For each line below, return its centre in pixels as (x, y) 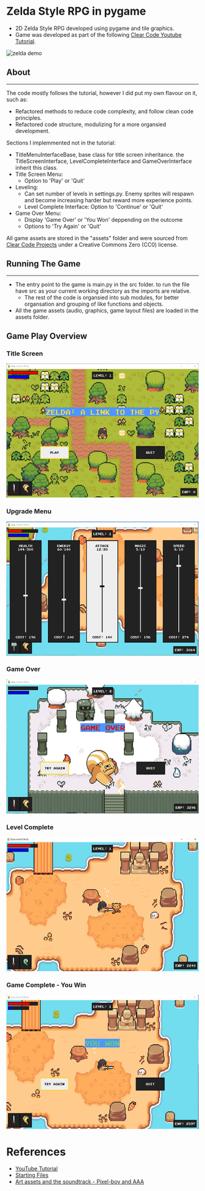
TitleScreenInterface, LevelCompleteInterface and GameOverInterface (103, 161)
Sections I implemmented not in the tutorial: (61, 143)
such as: (17, 99)
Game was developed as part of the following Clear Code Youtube (98, 34)
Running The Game (44, 264)
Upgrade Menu (29, 512)
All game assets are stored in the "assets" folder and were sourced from (97, 238)
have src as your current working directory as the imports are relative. (103, 291)
